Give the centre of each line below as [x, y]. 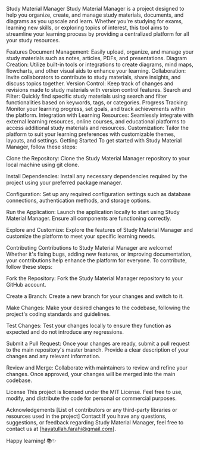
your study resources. [33, 40]
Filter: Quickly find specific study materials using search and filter [87, 96]
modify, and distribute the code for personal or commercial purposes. [92, 398]
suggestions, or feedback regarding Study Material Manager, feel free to [95, 422]
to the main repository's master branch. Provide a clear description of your [98, 350]
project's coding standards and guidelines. [59, 314]
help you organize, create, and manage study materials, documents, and [95, 15]
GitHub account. [26, 285]
